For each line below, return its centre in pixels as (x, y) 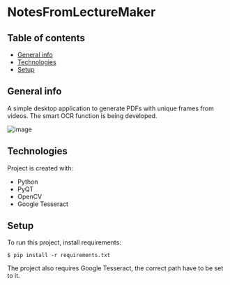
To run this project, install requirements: (64, 242)
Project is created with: (40, 168)
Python (28, 182)
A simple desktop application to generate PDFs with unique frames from (110, 108)
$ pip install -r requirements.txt (59, 256)
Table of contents (46, 38)
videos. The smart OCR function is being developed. (82, 115)
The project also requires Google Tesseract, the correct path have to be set (115, 268)
